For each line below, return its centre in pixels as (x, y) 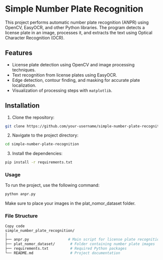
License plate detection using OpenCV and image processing (73, 64)
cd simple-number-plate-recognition (42, 144)
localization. (24, 85)
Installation (22, 106)
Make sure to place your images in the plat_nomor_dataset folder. (70, 203)
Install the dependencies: (37, 153)
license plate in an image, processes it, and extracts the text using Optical (79, 32)
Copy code (15, 226)
